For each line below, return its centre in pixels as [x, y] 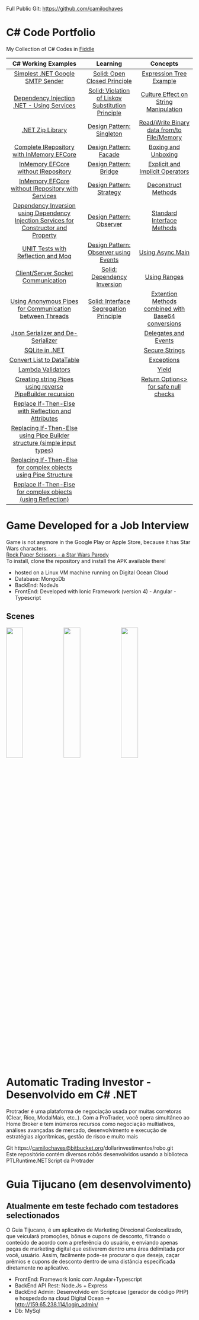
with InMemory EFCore [44, 154]
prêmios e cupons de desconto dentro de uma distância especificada [91, 1261]
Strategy [109, 192]
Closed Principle [109, 81]
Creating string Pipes [44, 379]
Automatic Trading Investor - [79, 1082]
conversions [164, 323]
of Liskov [109, 98]
